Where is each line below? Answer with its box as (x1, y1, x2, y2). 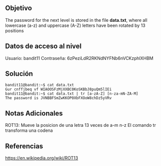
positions (5, 27, 24, 34)
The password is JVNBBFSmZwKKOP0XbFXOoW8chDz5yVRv (5, 96, 112, 101)
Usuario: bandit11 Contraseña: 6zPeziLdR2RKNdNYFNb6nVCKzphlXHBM (5, 55, 154, 61)
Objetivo (5, 4, 32, 12)
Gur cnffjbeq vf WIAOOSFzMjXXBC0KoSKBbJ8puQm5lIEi (5, 87, 112, 92)
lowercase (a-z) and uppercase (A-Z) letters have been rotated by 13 (5, 22, 146, 28)
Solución (5, 69, 33, 78)
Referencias (5, 142, 44, 150)
